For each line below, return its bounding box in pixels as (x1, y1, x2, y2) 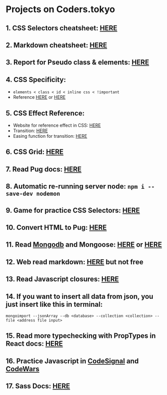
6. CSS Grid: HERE (6, 148, 64, 156)
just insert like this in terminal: (6, 300, 103, 308)
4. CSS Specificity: (6, 75, 66, 84)
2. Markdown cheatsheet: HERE (6, 41, 107, 49)
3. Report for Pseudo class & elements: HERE (6, 58, 149, 67)
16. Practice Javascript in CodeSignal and (6, 357, 139, 365)
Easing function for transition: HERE (13, 133, 87, 139)
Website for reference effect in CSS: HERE (13, 122, 101, 128)
